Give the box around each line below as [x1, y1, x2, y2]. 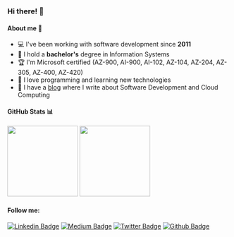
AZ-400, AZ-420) [32, 68, 83, 77]
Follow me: [7, 206, 40, 214]
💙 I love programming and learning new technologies [17, 75, 171, 84]
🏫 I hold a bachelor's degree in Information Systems [17, 50, 170, 59]
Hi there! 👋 [7, 6, 44, 16]
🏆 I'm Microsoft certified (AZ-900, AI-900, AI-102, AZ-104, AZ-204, [17, 58, 215, 66]
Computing [17, 91, 51, 99]
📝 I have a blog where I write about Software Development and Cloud [17, 83, 218, 92]
